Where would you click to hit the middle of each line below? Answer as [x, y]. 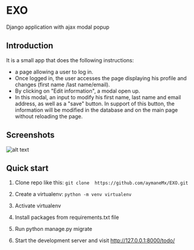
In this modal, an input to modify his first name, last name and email [98, 97]
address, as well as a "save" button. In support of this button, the [95, 103]
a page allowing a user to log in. [54, 72]
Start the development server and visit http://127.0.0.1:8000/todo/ [95, 240]
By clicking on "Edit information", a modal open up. [77, 91]
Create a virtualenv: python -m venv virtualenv [73, 194]
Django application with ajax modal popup [58, 27]
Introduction [30, 46]
